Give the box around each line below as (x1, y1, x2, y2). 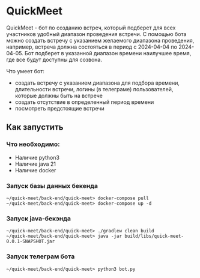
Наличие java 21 (14, 160, 56, 168)
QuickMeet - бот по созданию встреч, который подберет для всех (6, 24, 176, 31)
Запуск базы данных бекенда (6, 181, 98, 190)
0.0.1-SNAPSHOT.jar (6, 238, 55, 244)
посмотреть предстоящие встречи (14, 104, 105, 112)
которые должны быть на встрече (14, 92, 103, 99)
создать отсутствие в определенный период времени (14, 98, 154, 106)
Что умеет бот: (6, 67, 45, 74)
